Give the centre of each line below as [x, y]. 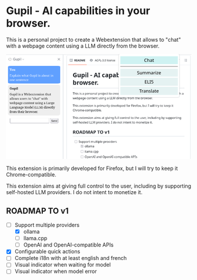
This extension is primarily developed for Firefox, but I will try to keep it [92, 168]
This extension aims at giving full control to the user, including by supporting [99, 186]
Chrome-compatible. [31, 175]
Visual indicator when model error [56, 271]
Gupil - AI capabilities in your [78, 11]
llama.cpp [35, 238]
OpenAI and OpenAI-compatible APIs [68, 245]
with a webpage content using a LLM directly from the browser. [83, 46]
